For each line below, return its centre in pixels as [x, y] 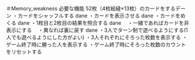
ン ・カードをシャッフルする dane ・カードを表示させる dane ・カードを [93, 16]
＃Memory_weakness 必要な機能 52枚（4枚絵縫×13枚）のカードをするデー [96, 8]
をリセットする [24, 52]
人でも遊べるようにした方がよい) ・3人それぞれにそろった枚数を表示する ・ [97, 37]
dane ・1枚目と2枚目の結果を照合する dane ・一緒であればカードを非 [103, 23]
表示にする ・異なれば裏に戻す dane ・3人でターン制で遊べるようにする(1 [97, 30]
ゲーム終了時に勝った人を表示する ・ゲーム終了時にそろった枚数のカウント [96, 44]
